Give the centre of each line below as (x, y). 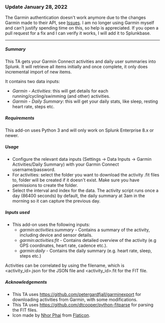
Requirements (20, 118)
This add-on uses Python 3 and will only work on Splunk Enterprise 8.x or (80, 130)
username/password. (34, 170)
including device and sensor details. (56, 235)
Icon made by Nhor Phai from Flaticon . (51, 315)
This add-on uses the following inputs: (51, 225)
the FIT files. (25, 310)
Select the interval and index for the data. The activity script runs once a (85, 191)
